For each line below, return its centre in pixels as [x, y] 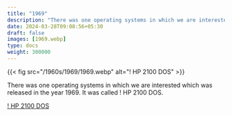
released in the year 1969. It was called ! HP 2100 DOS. [85, 92]
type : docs [23, 46]
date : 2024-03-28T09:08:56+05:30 [55, 26]
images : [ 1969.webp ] [37, 39]
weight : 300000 [29, 52]
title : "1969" [28, 13]
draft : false [26, 33]
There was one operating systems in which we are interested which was [110, 85]
